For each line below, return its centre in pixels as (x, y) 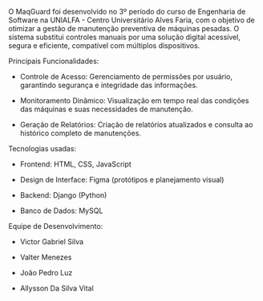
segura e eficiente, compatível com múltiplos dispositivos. (104, 46)
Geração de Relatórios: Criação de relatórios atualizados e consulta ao (136, 124)
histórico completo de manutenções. (81, 133)
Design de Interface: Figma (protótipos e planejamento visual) (122, 180)
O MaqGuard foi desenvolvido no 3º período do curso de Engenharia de (127, 12)
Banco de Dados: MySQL (61, 211)
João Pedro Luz (46, 273)
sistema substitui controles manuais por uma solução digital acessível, (124, 37)
